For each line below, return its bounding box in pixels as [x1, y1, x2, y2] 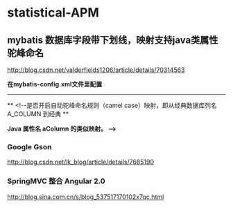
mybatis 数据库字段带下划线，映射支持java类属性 [7, 34, 218, 46]
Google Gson [7, 142, 52, 151]
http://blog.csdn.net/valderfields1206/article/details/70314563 [7, 66, 185, 74]
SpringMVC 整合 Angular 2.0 [7, 176, 105, 186]
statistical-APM [7, 5, 99, 21]
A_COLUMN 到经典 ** [7, 110, 69, 118]
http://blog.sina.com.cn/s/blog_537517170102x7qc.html [7, 192, 164, 201]
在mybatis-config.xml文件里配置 [7, 80, 103, 88]
